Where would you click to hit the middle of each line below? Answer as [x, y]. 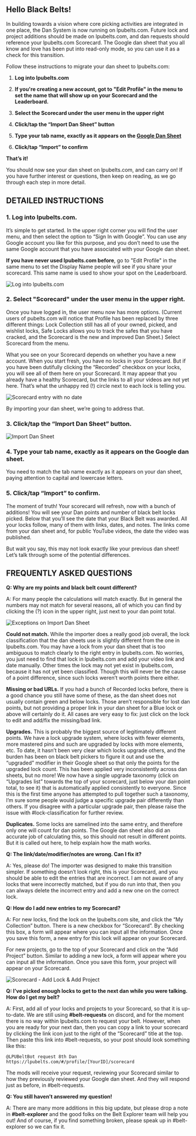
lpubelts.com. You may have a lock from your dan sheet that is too [86, 646]
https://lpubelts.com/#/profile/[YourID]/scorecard [70, 1061]
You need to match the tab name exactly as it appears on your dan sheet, [94, 472]
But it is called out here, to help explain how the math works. [79, 843]
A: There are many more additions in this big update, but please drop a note [97, 1108]
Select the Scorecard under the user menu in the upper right [89, 113]
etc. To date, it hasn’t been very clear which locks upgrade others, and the [96, 750]
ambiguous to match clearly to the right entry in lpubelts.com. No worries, [95, 652]
